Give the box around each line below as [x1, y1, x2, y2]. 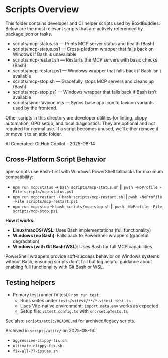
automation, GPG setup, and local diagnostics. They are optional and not [5, 120, 155, 126]
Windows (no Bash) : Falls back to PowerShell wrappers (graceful [12, 232, 149, 238]
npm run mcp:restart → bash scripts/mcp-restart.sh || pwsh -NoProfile [12, 193, 162, 200]
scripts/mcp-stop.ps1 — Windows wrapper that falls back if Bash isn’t [12, 89, 157, 95]
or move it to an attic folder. [5, 131, 62, 137]
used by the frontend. [12, 105, 58, 111]
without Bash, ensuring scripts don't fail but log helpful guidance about [5, 258, 152, 264]
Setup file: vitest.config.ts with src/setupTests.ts [20, 308, 128, 314]
